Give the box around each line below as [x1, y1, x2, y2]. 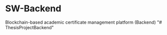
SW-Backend [5, 3, 61, 14]
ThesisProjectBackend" [5, 24, 54, 30]
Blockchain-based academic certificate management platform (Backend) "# [5, 19, 162, 25]
